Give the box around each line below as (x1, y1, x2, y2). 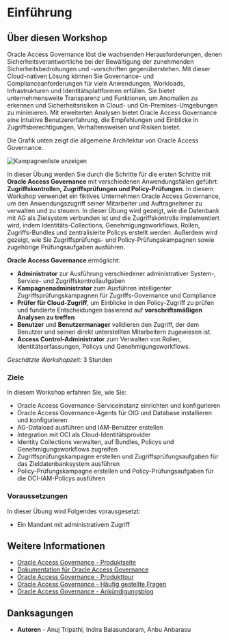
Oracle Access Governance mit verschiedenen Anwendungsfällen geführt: (7, 177, 219, 186)
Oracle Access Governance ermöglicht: (7, 256, 120, 264)
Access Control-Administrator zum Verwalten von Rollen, (16, 335, 182, 343)
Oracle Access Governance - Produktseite (16, 558, 137, 567)
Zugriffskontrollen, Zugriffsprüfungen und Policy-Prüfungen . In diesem (7, 185, 214, 193)
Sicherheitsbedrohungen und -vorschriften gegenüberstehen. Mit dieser (7, 65, 211, 73)
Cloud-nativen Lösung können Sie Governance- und (7, 72, 154, 80)
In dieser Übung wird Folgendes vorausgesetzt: (7, 507, 141, 515)
